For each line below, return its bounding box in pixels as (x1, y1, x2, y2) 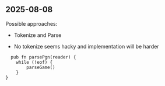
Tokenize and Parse (13, 32, 62, 39)
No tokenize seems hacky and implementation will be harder (13, 43, 159, 50)
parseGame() (26, 64, 56, 70)
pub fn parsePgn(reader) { (10, 54, 76, 60)
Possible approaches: (5, 20, 58, 27)
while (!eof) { (16, 59, 53, 65)
